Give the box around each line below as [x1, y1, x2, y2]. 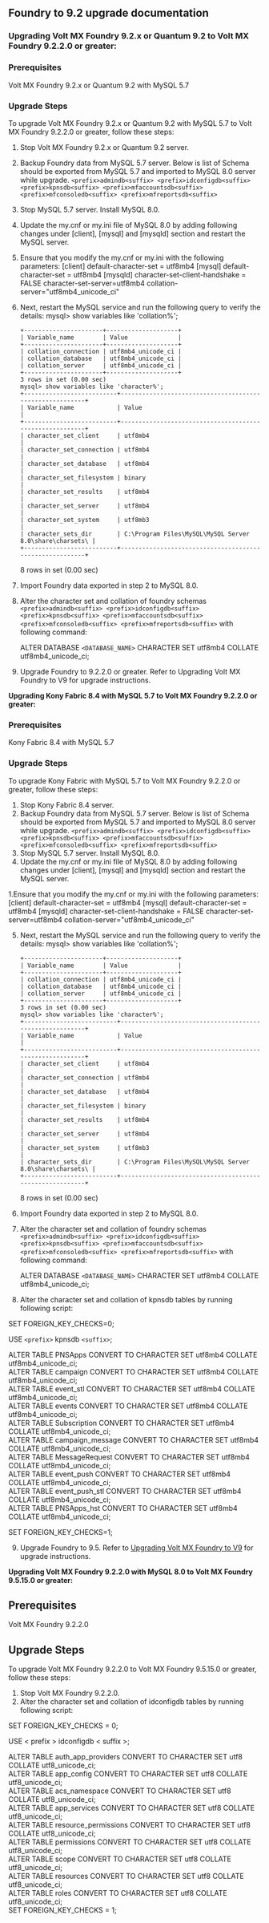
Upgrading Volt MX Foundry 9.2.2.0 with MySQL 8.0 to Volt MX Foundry [8, 1567, 254, 1577]
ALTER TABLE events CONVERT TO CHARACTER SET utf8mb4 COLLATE [8, 1401, 248, 1411]
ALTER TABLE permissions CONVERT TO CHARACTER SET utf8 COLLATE [8, 1837, 251, 1847]
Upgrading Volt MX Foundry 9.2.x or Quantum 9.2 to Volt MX [8, 30, 250, 42]
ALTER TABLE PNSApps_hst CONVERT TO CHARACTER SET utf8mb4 [8, 1503, 238, 1512]
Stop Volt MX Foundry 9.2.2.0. [19, 1688, 120, 1698]
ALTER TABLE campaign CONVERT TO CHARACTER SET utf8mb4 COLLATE [8, 1366, 259, 1376]
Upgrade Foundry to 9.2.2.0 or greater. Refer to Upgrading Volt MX [19, 666, 241, 676]
